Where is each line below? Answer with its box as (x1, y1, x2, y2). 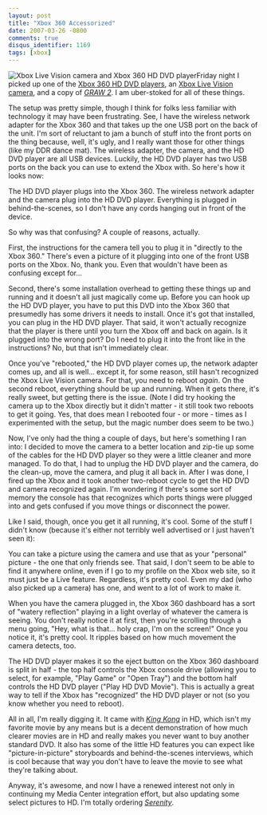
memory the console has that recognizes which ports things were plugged (8, 493, 253, 502)
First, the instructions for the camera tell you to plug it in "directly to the (8, 243, 243, 252)
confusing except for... (8, 268, 82, 278)
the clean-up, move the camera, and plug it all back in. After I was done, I (8, 468, 249, 477)
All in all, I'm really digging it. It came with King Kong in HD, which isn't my (8, 714, 251, 723)
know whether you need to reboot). (8, 699, 124, 708)
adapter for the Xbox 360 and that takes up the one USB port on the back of (8, 121, 258, 129)
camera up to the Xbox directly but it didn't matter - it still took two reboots (8, 401, 254, 410)
